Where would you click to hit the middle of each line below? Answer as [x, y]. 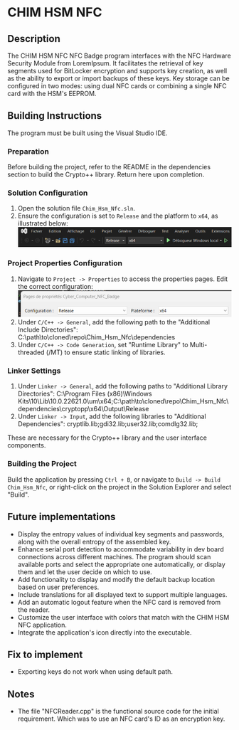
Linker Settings [34, 371]
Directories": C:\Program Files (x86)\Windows [85, 394]
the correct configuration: [55, 286]
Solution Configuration [48, 193]
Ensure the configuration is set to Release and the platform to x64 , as [118, 216]
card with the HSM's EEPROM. [52, 94]
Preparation [28, 152]
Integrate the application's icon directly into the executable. [105, 632]
